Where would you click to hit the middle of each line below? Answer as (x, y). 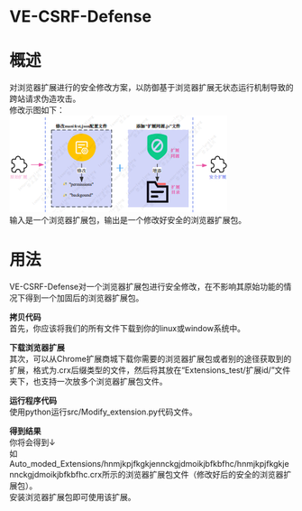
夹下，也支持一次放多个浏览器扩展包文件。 (88, 382)
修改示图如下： (37, 110)
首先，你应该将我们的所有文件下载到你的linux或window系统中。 (128, 329)
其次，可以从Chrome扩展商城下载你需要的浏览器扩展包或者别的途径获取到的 (151, 359)
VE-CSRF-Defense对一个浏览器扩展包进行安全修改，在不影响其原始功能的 (146, 287)
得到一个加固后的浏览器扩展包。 (84, 298)
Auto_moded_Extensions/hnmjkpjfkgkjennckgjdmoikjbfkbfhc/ (123, 464)
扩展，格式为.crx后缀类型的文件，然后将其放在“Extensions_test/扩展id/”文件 (150, 370)
